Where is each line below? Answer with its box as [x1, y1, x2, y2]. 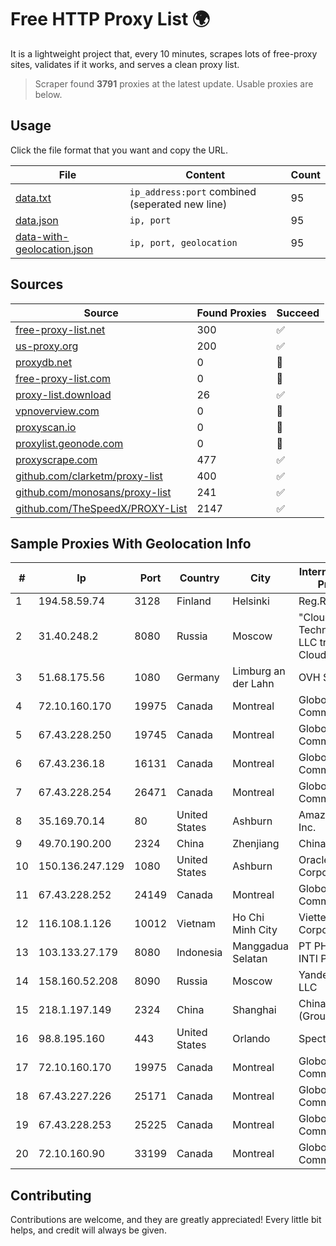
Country [179, 571, 220, 585]
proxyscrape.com [15, 452, 98, 466]
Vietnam [176, 917, 216, 931]
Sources [10, 276, 64, 293]
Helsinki [232, 594, 270, 608]
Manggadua [232, 939, 289, 953]
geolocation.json [15, 242, 94, 256]
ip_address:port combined [129, 184, 257, 198]
